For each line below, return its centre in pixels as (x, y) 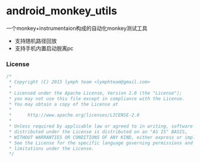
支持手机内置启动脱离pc (44, 48)
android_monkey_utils (62, 11)
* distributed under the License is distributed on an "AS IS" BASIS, (98, 132)
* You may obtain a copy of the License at (63, 104)
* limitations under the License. (51, 148)
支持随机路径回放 (36, 40)
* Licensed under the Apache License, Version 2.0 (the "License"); (96, 93)
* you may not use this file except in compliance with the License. (97, 99)
